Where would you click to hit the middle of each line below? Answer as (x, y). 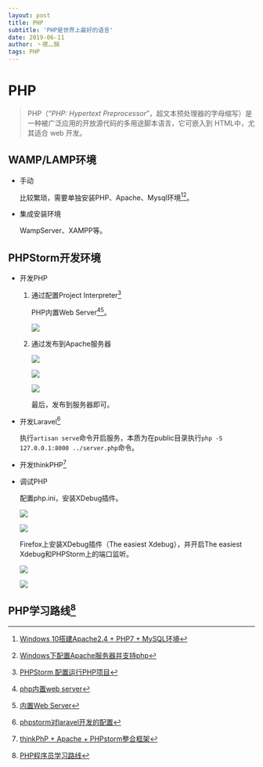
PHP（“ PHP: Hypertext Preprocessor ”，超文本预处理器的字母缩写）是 (140, 113)
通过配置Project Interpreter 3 (76, 294)
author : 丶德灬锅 (34, 45)
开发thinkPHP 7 (43, 464)
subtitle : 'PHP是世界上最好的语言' (61, 30)
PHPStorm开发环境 (54, 258)
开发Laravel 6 (40, 420)
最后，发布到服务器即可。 (72, 404)
